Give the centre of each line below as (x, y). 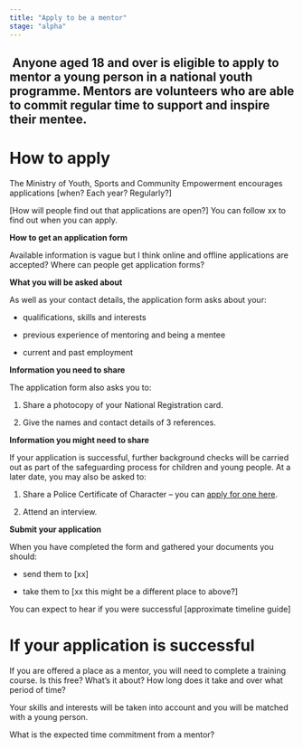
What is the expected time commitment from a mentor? (112, 735)
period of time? (38, 689)
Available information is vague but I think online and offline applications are (149, 255)
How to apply (60, 158)
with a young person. (49, 716)
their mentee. (48, 119)
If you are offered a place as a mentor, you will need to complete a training (148, 670)
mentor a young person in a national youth (131, 76)
